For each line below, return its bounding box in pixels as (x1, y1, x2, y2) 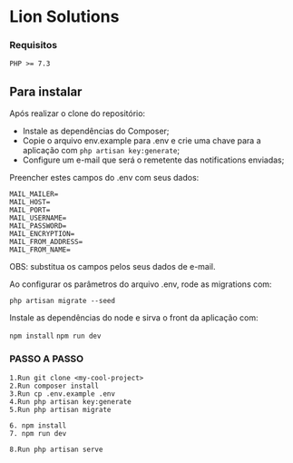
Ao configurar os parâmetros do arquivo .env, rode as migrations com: (9, 279, 272, 290)
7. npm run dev (9, 429, 67, 438)
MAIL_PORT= (9, 206, 51, 215)
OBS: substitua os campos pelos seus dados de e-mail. (9, 261, 216, 272)
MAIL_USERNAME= (9, 213, 67, 223)
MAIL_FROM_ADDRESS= (9, 238, 83, 247)
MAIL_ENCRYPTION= (9, 230, 75, 239)
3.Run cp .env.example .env (9, 389, 116, 399)
